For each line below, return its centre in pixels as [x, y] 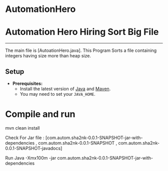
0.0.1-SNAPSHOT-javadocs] [34, 148]
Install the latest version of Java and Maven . [65, 89]
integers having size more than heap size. [48, 56]
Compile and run [40, 114]
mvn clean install [22, 128]
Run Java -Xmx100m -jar [31, 158]
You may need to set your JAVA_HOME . [58, 94]
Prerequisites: [27, 83]
